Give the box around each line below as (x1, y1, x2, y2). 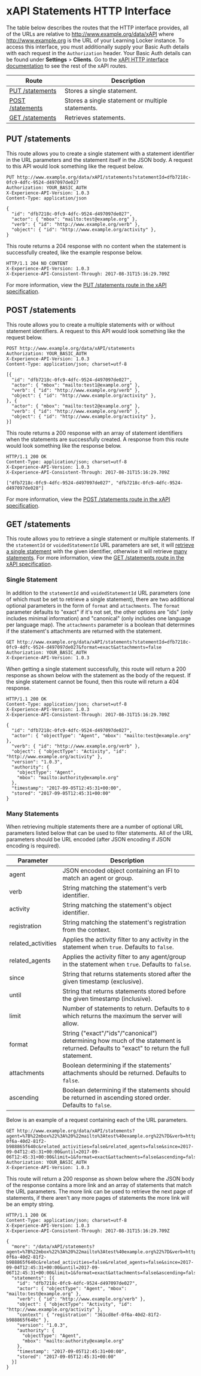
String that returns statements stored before (62, 987, 187, 995)
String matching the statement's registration (62, 918, 187, 927)
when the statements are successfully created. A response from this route (6, 436, 189, 443)
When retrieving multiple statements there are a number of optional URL (6, 823, 184, 830)
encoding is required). (6, 842, 61, 849)
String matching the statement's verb (62, 883, 167, 892)
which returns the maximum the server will (62, 1012, 182, 1020)
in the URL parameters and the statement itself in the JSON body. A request (6, 156, 193, 163)
